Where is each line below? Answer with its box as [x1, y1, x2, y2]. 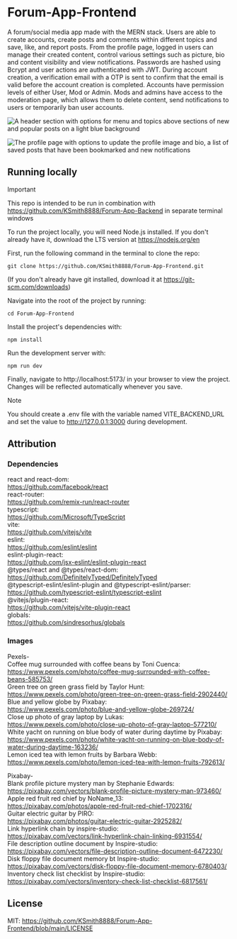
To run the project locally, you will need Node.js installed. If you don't [7, 228, 209, 236]
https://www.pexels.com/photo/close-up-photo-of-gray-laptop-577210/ [7, 720, 217, 728]
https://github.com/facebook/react [7, 483, 108, 491]
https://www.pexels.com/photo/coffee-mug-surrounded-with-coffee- [7, 667, 211, 676]
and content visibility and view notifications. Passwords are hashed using [7, 57, 221, 66]
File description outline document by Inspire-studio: [7, 839, 158, 848]
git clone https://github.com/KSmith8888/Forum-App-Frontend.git [7, 262, 204, 270]
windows [7, 213, 34, 222]
